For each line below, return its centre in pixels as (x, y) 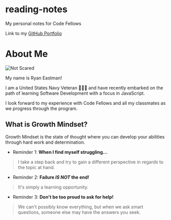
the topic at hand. (36, 167)
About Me (27, 54)
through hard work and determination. (45, 142)
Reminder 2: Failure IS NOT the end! (51, 177)
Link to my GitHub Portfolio (34, 33)
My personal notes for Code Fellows (43, 23)
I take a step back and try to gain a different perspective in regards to (91, 162)
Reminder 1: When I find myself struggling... (60, 152)
